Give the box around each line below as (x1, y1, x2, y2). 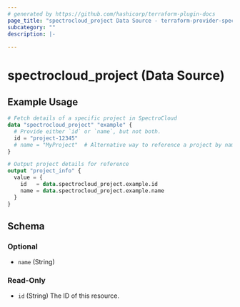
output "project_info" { (7, 167, 81, 175)
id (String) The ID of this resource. (17, 291, 120, 300)
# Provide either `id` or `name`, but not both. (14, 128, 161, 135)
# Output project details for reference (7, 161, 130, 168)
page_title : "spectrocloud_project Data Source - (7, 17, 159, 24)
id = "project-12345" (14, 135, 79, 142)
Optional (7, 241, 38, 251)
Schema (7, 220, 45, 232)
